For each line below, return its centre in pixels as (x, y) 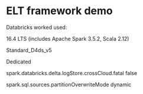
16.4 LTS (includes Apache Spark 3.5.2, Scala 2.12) (68, 38)
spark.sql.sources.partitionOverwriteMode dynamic (69, 85)
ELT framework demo (60, 11)
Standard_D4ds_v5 (29, 50)
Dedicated (19, 61)
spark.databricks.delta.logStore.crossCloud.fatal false (72, 73)
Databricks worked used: (37, 27)
